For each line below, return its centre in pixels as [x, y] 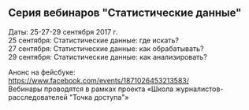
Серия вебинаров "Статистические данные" [125, 13]
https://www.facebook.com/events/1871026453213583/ [99, 80]
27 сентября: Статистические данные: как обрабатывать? [106, 48]
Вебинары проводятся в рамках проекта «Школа [91, 89]
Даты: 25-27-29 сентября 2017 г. [63, 31]
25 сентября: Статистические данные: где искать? [94, 40]
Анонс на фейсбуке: [42, 72]
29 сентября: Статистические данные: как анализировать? [108, 57]
